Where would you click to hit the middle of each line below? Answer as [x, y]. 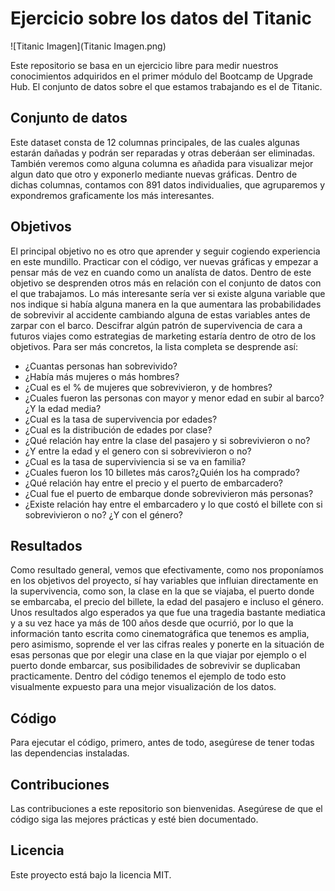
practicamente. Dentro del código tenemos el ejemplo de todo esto [148, 676]
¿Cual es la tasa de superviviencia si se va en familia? [135, 461]
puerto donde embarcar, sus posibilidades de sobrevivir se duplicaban [155, 666]
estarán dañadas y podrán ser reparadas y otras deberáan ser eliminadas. [163, 153]
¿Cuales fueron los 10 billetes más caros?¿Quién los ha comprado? [162, 472]
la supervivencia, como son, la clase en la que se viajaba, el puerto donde [162, 591]
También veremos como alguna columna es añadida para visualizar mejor [162, 163]
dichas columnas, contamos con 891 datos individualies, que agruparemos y [168, 184]
